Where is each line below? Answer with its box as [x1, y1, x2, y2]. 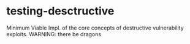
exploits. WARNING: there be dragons [6, 30, 102, 37]
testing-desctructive [6, 4, 115, 18]
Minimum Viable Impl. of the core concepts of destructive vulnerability [6, 24, 184, 31]
